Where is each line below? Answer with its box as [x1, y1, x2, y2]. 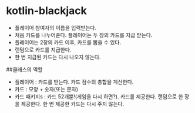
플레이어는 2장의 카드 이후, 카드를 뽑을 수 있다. [14, 39, 122, 46]
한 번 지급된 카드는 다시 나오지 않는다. [14, 53, 101, 60]
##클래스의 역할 [6, 66, 43, 73]
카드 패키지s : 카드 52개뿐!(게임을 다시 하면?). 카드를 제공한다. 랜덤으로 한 [14, 93, 183, 100]
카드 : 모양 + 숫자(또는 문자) [14, 85, 78, 93]
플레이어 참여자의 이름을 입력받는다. [14, 24, 97, 31]
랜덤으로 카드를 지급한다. [14, 46, 72, 53]
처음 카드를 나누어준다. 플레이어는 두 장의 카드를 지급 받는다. [14, 31, 153, 39]
